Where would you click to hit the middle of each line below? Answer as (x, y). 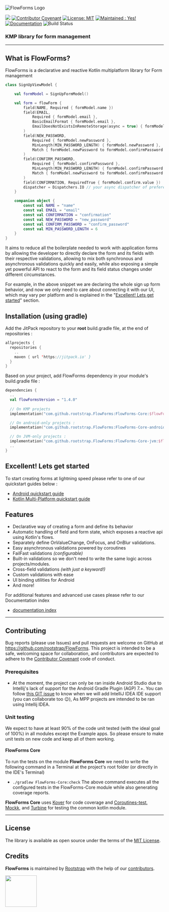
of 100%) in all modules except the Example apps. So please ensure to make (84, 734)
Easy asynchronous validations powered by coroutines (69, 548)
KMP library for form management (48, 36)
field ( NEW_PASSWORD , (45, 136)
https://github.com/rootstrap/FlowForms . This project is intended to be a (80, 648)
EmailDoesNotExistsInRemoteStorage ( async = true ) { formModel (99, 126)
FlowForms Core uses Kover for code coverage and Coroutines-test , (77, 802)
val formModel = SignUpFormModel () (52, 94)
